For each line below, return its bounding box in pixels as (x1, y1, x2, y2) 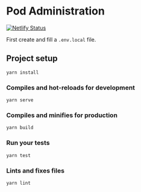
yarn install (6, 69, 39, 75)
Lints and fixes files (6, 166, 65, 174)
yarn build (6, 125, 34, 131)
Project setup (6, 53, 58, 64)
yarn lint (6, 180, 31, 186)
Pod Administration (6, 4, 105, 18)
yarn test (6, 152, 31, 158)
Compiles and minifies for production (6, 110, 117, 119)
